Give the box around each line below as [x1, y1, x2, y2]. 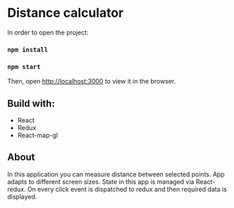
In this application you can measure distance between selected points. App [7, 170, 225, 178]
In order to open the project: [7, 28, 89, 37]
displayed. [7, 192, 37, 201]
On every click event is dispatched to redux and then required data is [27, 185, 227, 193]
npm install [7, 46, 48, 53]
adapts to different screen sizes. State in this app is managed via [7, 177, 195, 186]
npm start [7, 63, 41, 71]
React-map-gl [17, 131, 58, 139]
